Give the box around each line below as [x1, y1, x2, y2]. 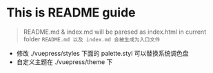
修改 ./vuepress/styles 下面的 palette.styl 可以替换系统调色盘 [16, 49, 189, 57]
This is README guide [6, 5, 136, 21]
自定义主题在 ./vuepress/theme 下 [16, 57, 113, 66]
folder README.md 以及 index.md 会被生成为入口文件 [23, 34, 161, 43]
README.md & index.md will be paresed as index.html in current [23, 28, 207, 36]
